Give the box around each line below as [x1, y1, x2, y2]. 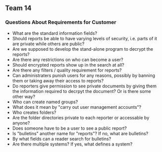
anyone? [12, 120, 30, 126]
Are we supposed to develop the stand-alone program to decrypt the [12, 46, 154, 52]
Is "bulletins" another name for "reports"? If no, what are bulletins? [12, 130, 149, 136]
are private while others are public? [12, 41, 85, 47]
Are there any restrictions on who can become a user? [12, 57, 123, 63]
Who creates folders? [12, 109, 56, 115]
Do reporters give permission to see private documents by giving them [12, 83, 157, 89]
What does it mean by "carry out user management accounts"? [12, 104, 142, 110]
